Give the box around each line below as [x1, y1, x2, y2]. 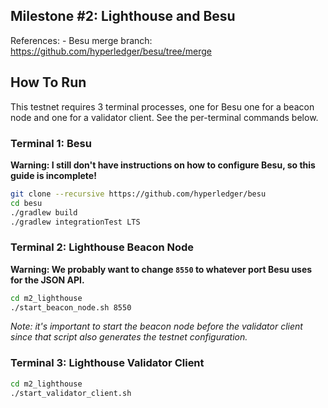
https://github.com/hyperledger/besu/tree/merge [10, 45, 212, 57]
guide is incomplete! [10, 169, 97, 181]
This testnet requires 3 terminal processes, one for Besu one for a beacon [10, 100, 315, 113]
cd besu [10, 198, 43, 208]
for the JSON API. [10, 274, 85, 286]
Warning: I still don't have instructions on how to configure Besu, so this [10, 159, 316, 171]
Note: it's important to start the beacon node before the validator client [10, 320, 303, 333]
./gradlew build [10, 207, 78, 218]
